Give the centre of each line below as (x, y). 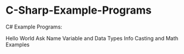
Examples (18, 45)
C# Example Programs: (34, 27)
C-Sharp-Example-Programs (79, 10)
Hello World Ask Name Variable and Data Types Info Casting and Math (92, 38)
